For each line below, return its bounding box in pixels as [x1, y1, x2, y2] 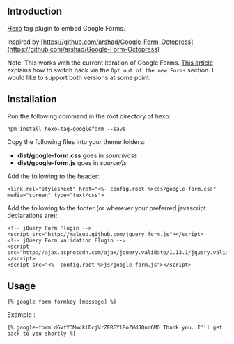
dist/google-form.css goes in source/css [17, 151, 138, 159]
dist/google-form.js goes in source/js [17, 158, 127, 166]
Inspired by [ [7, 38, 44, 46]
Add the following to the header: [7, 172, 100, 180]
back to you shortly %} [7, 330, 77, 337]
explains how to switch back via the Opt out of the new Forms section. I [7, 65, 214, 74]
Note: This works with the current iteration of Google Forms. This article [7, 58, 214, 67]
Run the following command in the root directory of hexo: [7, 111, 171, 120]
